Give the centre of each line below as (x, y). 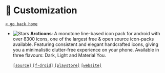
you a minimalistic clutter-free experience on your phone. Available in (86, 50)
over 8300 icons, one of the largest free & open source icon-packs (83, 39)
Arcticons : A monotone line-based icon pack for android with (95, 33)
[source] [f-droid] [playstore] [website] (57, 65)
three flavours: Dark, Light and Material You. (59, 55)
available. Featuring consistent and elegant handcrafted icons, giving (86, 44)
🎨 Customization (41, 10)
